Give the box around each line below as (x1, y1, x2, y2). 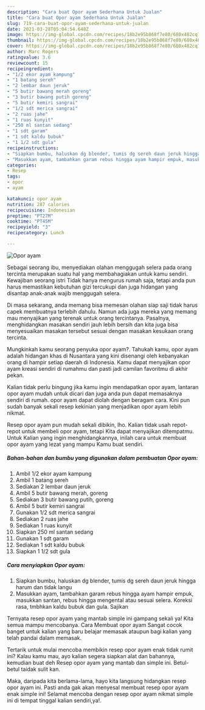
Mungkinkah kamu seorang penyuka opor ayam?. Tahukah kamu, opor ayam (7, 345, 198, 353)
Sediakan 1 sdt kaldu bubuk (15, 541, 85, 548)
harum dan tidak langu (15, 583, 72, 590)
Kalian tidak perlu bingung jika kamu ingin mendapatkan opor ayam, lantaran (7, 383, 199, 390)
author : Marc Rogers (7, 49, 60, 55)
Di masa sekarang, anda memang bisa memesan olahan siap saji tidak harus (7, 301, 198, 309)
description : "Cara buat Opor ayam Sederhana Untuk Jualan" (7, 9, 163, 15)
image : (7, 32, 24, 38)
